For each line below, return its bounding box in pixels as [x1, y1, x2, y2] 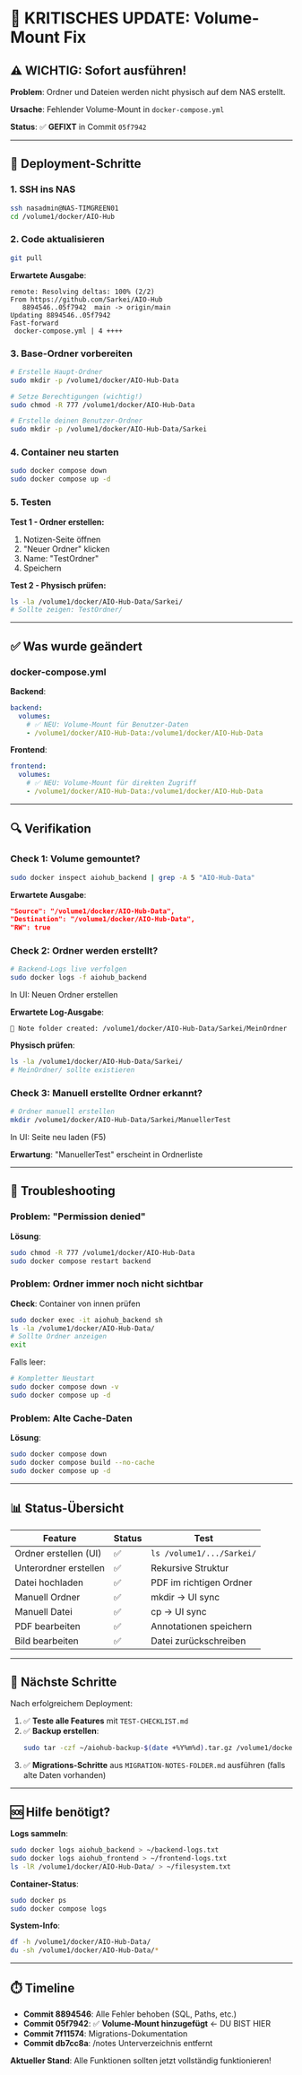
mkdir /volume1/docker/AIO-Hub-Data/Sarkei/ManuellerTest [10, 1116, 231, 1125]
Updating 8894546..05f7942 [10, 310, 111, 319]
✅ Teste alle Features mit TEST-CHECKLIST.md [22, 1715, 189, 1726]
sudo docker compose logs [10, 1904, 107, 1914]
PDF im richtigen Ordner [151, 1576, 253, 1589]
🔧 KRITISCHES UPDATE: [10, 8, 191, 29]
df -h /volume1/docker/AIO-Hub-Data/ [10, 1938, 151, 1947]
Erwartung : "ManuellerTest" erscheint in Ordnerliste [10, 1148, 203, 1160]
